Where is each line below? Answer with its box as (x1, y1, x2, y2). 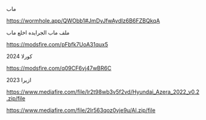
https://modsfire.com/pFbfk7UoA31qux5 (6, 41, 109, 48)
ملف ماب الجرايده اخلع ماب (6, 29, 70, 36)
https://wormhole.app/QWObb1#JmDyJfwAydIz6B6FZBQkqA (6, 17, 161, 24)
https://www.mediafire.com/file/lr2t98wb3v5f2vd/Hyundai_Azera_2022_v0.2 (6, 88, 200, 96)
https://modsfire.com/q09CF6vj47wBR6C (6, 64, 112, 72)
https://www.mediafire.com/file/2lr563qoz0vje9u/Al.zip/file (6, 107, 156, 114)
